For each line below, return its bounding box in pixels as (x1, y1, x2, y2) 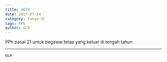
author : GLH (5, 26, 30, 31)
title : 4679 (5, 7, 30, 12)
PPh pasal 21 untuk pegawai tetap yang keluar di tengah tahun (5, 39, 133, 45)
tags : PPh (5, 21, 26, 26)
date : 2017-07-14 (5, 12, 41, 17)
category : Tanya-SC (5, 16, 46, 21)
